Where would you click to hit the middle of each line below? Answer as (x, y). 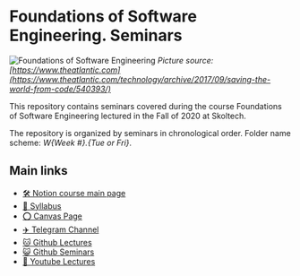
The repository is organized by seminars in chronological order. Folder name (150, 133)
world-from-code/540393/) (60, 89)
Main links (39, 171)
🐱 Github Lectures (57, 242)
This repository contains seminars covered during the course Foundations (146, 106)
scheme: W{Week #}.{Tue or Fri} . (71, 142)
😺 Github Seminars (58, 252)
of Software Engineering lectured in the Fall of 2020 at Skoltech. (128, 116)
